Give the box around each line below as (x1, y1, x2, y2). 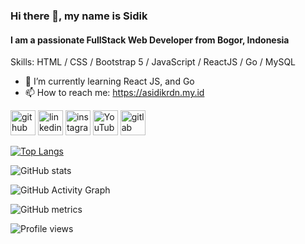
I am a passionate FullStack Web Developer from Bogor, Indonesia (10, 34, 290, 46)
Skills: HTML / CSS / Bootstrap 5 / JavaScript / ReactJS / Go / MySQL (10, 56, 297, 68)
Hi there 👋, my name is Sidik (10, 9, 148, 23)
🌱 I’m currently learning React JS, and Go (24, 75, 195, 88)
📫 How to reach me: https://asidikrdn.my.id (24, 87, 205, 99)
